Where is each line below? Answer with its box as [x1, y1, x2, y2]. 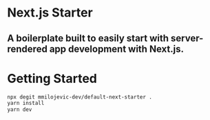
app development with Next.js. [49, 43, 185, 54]
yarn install [7, 100, 45, 107]
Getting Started [7, 70, 98, 86]
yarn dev [7, 106, 32, 113]
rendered [7, 43, 48, 54]
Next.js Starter [7, 5, 93, 21]
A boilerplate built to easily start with [7, 32, 169, 44]
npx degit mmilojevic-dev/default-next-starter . [7, 93, 153, 101]
